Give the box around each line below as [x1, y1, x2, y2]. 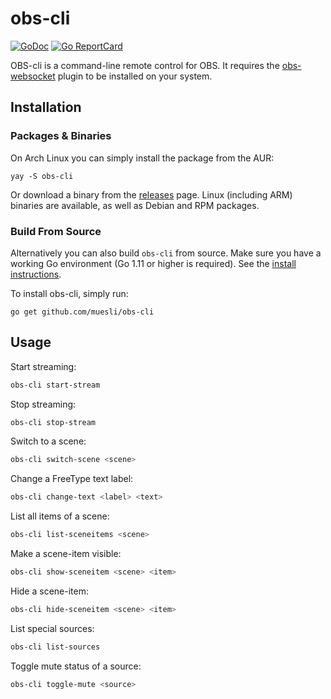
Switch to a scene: [10, 435, 87, 447]
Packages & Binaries [10, 129, 112, 143]
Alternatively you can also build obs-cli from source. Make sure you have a [10, 247, 322, 259]
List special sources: [10, 622, 95, 634]
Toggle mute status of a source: [10, 660, 142, 672]
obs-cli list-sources [10, 642, 101, 652]
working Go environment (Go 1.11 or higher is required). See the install [10, 257, 297, 269]
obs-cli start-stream [10, 380, 101, 390]
